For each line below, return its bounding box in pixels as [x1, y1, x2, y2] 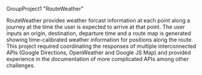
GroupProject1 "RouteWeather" [6, 5, 84, 12]
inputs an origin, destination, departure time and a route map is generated [6, 30, 192, 37]
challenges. [6, 62, 35, 69]
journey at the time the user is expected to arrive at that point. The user [6, 24, 186, 30]
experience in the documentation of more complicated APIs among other [6, 56, 189, 62]
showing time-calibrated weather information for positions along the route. [6, 36, 193, 43]
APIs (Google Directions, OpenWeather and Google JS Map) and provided [6, 49, 192, 56]
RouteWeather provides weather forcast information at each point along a [6, 17, 190, 24]
